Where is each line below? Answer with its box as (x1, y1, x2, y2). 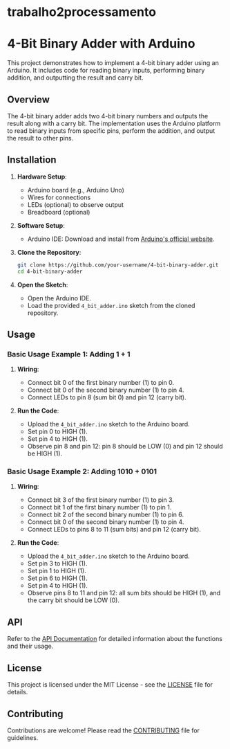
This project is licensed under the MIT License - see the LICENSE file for (7, 680, 213, 689)
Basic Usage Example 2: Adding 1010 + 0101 (7, 467, 157, 476)
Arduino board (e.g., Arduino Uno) (27, 186, 124, 194)
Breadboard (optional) (27, 208, 90, 216)
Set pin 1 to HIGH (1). (27, 567, 86, 575)
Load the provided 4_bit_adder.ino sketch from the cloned (27, 301, 195, 309)
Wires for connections (27, 193, 91, 201)
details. (7, 688, 28, 696)
